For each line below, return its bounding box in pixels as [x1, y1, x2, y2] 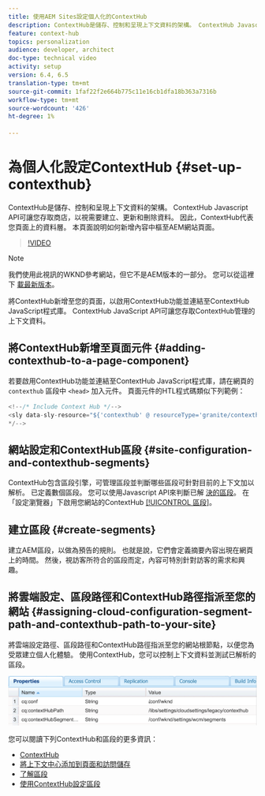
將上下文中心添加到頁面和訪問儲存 [19, 760, 131, 769]
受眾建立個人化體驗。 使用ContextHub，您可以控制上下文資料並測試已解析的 [8, 649, 256, 659]
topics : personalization [8, 38, 90, 46]
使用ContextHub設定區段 [19, 779, 101, 789]
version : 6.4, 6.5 [8, 71, 69, 79]
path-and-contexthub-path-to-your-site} [8, 618, 217, 631]
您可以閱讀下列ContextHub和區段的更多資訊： [8, 734, 158, 744]
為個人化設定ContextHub [8, 159, 173, 177]
